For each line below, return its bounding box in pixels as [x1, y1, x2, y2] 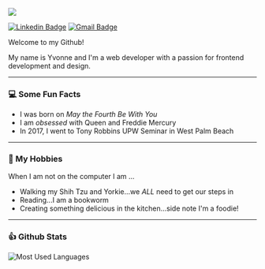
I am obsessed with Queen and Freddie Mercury [19, 118, 177, 128]
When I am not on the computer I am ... [8, 171, 136, 181]
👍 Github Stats [8, 231, 67, 242]
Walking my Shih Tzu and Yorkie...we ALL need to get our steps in [19, 186, 234, 196]
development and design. [8, 62, 91, 70]
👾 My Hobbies [8, 154, 63, 165]
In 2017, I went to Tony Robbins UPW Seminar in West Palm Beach [19, 126, 234, 136]
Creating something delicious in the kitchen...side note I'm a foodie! [19, 204, 239, 213]
